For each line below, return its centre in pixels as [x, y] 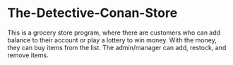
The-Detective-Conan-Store [92, 13]
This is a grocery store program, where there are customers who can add [114, 32]
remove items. [28, 55]
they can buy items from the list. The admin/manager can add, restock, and [117, 47]
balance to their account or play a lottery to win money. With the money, [112, 40]
